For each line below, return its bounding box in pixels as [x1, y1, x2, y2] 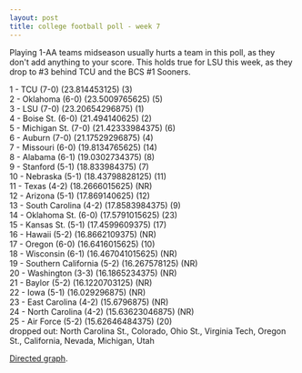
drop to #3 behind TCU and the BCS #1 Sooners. [9, 66, 191, 77]
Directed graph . [9, 352, 68, 364]
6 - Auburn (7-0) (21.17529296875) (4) [9, 132, 154, 143]
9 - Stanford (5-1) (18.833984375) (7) [9, 161, 150, 172]
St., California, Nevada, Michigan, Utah [9, 335, 155, 346]
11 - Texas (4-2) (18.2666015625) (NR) [9, 180, 153, 191]
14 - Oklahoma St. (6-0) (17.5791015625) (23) [9, 209, 178, 220]
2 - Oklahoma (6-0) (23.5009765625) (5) [9, 93, 164, 105]
